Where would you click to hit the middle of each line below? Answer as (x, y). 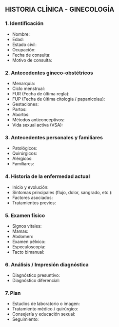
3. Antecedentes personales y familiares (54, 137)
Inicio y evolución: (30, 187)
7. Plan (13, 293)
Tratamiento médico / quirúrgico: (45, 309)
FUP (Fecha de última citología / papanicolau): (59, 99)
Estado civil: (24, 44)
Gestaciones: (25, 104)
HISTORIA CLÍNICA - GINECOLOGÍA (60, 10)
